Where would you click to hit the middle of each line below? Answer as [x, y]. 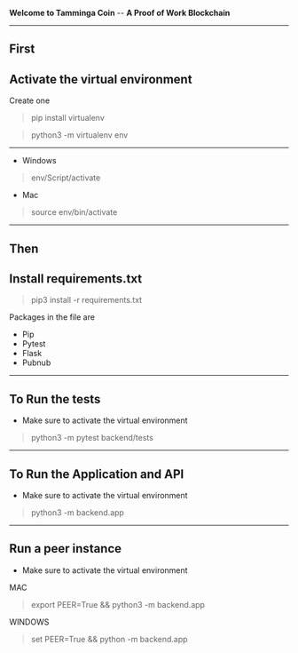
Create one [30, 100]
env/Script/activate [66, 178]
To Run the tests [55, 399]
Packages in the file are [52, 317]
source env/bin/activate [74, 212]
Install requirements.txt [76, 279]
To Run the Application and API [97, 474]
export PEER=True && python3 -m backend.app [118, 604]
